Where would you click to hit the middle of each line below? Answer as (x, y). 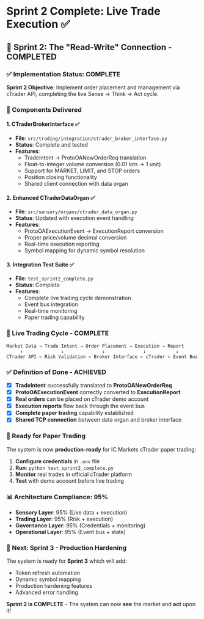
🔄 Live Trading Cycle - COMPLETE (58, 333)
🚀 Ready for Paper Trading (46, 436)
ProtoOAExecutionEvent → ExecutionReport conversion (94, 231)
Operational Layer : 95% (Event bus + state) (71, 532)
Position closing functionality (61, 177)
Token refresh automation (48, 573)
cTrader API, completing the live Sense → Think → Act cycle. (82, 93)
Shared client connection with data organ (76, 184)
